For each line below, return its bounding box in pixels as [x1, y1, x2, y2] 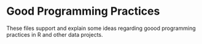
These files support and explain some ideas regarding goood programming [6, 24, 196, 32]
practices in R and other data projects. [6, 31, 103, 38]
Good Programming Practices [6, 4, 160, 18]
